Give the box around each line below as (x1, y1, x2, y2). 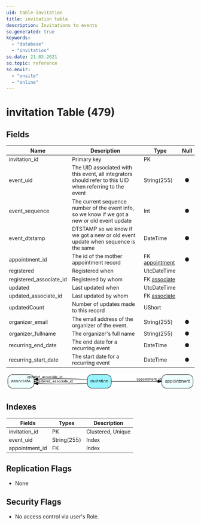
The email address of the (72, 315, 133, 323)
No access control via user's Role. (14, 512, 99, 520)
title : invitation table (6, 16, 68, 22)
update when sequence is (72, 238, 136, 245)
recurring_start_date (8, 356, 59, 363)
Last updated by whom (72, 292, 129, 299)
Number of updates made (72, 301, 136, 308)
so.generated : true (6, 29, 55, 35)
